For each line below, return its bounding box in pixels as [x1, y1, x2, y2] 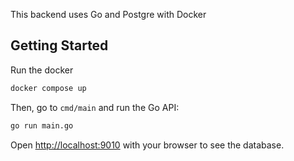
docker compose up [10, 83, 87, 93]
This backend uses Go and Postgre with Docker [10, 9, 207, 20]
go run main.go [10, 120, 74, 131]
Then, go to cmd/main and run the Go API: [10, 101, 180, 113]
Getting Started [10, 37, 109, 54]
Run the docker [10, 64, 74, 76]
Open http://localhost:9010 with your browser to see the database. [10, 139, 285, 151]
